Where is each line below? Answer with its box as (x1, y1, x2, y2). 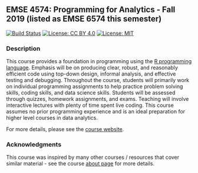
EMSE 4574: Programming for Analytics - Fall (6, 5, 176, 15)
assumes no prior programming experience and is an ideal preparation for (6, 108, 186, 115)
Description (6, 44, 41, 53)
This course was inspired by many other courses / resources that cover (6, 154, 180, 161)
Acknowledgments (6, 141, 62, 149)
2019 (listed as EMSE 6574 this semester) (6, 14, 162, 24)
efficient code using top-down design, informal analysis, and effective (6, 70, 176, 77)
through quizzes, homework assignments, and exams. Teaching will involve (6, 96, 189, 103)
